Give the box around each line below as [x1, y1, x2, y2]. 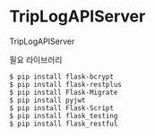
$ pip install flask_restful [9, 119, 118, 128]
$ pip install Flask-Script [9, 103, 115, 113]
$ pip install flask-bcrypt [9, 72, 115, 81]
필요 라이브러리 [9, 54, 63, 64]
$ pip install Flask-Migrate [9, 88, 118, 97]
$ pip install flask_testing [9, 111, 118, 120]
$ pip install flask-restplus [9, 80, 123, 89]
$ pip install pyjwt [9, 96, 87, 105]
